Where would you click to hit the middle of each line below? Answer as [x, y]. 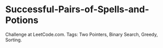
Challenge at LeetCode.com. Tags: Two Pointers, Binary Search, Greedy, [82, 34]
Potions [22, 20]
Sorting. [14, 40]
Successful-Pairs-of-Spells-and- [77, 9]
